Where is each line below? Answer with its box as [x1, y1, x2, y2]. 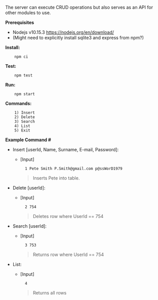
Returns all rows [32, 290, 67, 295]
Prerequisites [5, 20, 34, 25]
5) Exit [14, 128, 30, 133]
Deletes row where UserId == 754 [32, 213, 104, 219]
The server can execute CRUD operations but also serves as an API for [5, 5, 153, 10]
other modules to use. [5, 10, 51, 16]
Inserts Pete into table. [32, 175, 80, 181]
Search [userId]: [12, 223, 47, 229]
